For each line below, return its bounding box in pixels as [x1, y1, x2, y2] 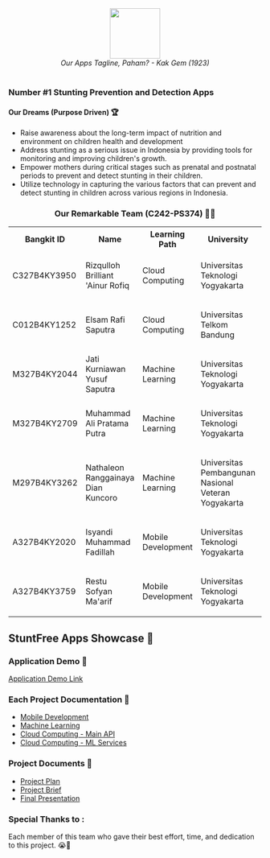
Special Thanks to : [8, 813, 85, 824]
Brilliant [85, 270, 114, 281]
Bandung [200, 329, 235, 340]
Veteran [200, 487, 231, 498]
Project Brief [19, 785, 62, 794]
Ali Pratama [85, 418, 129, 429]
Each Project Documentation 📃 [8, 694, 130, 705]
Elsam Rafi [85, 314, 125, 325]
